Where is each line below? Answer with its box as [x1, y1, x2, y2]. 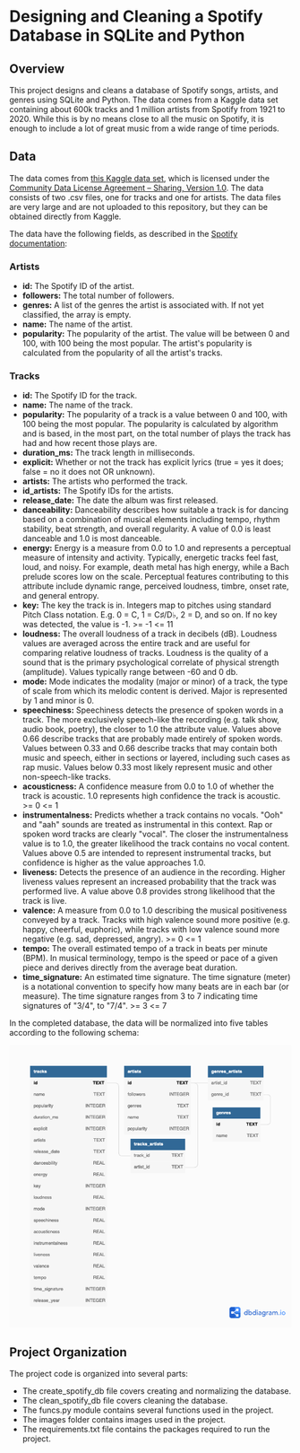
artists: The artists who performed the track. [21, 476, 188, 486]
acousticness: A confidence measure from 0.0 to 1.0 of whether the [21, 781, 275, 792]
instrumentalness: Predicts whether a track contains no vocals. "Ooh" [21, 810, 284, 820]
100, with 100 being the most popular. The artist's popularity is [21, 338, 253, 349]
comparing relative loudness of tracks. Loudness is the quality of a [21, 648, 269, 659]
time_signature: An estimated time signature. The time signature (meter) [21, 972, 291, 983]
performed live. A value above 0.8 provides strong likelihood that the [21, 886, 276, 897]
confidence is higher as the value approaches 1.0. [21, 857, 206, 868]
